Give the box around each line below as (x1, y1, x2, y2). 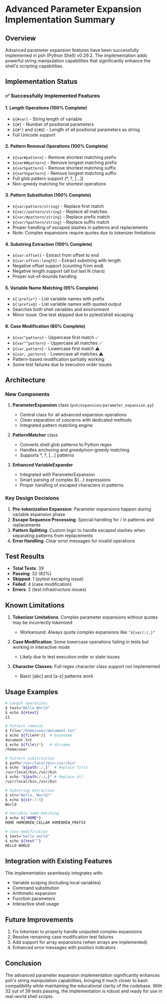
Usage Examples (5, 687, 58, 696)
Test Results (5, 552, 45, 560)
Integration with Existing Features (5, 856, 113, 865)
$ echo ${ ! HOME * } (5, 816, 41, 821)
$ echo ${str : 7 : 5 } (5, 797, 43, 802)
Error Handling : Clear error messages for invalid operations (12, 537, 135, 544)
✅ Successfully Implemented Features (5, 92, 100, 99)
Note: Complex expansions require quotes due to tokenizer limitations (12, 229, 156, 235)
